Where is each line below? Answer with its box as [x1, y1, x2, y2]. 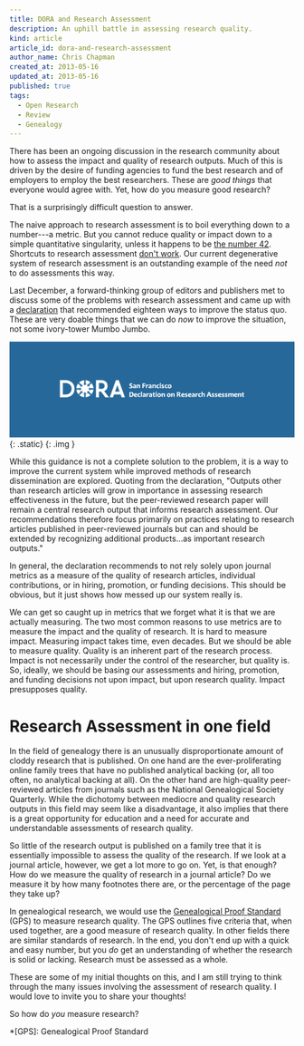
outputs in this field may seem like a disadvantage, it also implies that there [9, 803, 290, 815]
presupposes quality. [9, 684, 88, 695]
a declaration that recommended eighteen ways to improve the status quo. [9, 305, 288, 315]
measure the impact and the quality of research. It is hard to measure [9, 626, 268, 637]
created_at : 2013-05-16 [9, 63, 100, 72]
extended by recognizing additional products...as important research [9, 533, 265, 544]
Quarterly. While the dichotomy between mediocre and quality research [9, 794, 276, 805]
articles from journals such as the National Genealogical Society [44, 784, 285, 795]
